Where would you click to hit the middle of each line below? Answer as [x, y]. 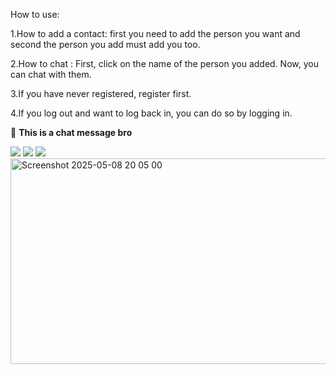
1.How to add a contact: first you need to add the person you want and [155, 33]
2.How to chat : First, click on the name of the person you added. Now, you [164, 63]
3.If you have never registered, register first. [101, 93]
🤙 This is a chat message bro [71, 132]
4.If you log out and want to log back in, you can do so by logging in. [151, 113]
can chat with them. [51, 74]
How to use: [35, 14]
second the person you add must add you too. [105, 44]
